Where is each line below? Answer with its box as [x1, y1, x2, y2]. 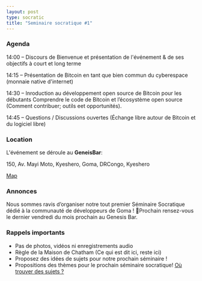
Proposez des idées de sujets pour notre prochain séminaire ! [14, 255, 167, 262]
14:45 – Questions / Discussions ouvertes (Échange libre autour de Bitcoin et [6, 113, 196, 121]
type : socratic [6, 14, 44, 20]
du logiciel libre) [6, 120, 46, 127]
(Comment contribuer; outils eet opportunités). [6, 102, 122, 109]
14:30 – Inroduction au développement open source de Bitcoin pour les [6, 89, 182, 97]
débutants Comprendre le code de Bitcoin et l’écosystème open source [6, 95, 183, 103]
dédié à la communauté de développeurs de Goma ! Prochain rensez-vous [6, 207, 194, 214]
